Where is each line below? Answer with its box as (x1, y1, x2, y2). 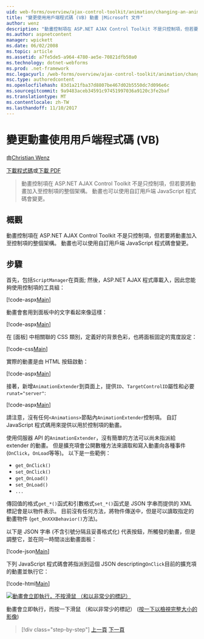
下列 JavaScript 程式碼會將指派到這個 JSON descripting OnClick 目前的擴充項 (6, 560, 197, 568)
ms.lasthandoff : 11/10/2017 (6, 104, 78, 111)
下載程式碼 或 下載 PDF (6, 167, 61, 174)
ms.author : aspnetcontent (6, 32, 72, 38)
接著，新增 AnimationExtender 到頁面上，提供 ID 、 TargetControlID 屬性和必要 (6, 383, 195, 390)
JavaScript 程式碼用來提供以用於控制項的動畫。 (6, 422, 126, 429)
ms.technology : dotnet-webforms (6, 60, 88, 66)
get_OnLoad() (15, 476, 49, 482)
